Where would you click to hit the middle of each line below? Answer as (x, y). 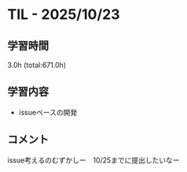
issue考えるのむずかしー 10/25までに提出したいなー (93, 160)
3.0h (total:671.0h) (37, 65)
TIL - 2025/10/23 (64, 15)
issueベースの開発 (48, 112)
